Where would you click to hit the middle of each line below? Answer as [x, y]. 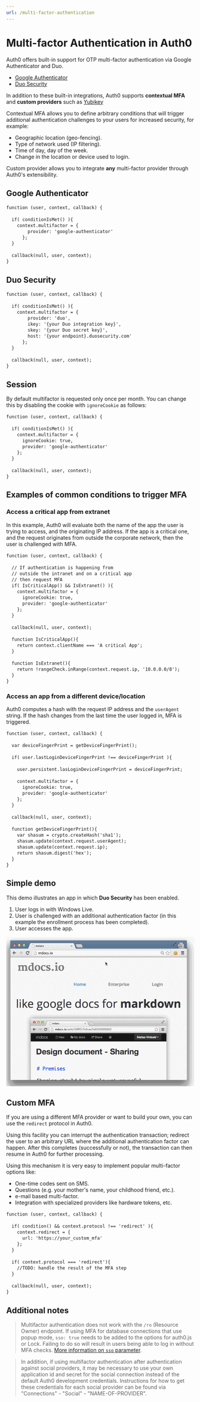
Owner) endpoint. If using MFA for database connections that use [101, 1331]
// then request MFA [37, 580]
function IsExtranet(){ [41, 663]
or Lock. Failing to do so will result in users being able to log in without [107, 1344]
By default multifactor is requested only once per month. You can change [96, 399]
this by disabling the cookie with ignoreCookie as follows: [76, 405]
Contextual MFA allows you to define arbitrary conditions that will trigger [95, 113]
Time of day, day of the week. [51, 150]
